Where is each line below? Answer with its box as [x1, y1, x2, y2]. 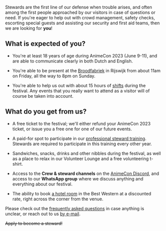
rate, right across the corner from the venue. [12, 196, 104, 202]
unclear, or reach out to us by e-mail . [5, 211, 81, 217]
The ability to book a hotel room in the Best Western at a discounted [12, 190, 152, 196]
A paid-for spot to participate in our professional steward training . [12, 135, 147, 141]
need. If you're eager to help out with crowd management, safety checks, [5, 15, 155, 20]
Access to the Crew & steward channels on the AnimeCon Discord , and [12, 171, 160, 176]
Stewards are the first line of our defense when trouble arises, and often [5, 4, 152, 10]
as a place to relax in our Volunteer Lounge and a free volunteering [12, 156, 149, 162]
